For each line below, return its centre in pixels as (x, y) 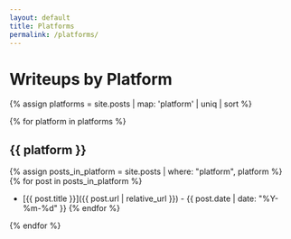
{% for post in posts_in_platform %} (76, 181)
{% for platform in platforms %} (68, 122)
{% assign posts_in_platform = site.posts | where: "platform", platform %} (146, 171)
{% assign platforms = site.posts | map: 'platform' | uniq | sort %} (131, 104)
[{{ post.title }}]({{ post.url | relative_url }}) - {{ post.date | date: (139, 198)
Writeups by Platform (91, 79)
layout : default (40, 18)
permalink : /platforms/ (54, 34)
